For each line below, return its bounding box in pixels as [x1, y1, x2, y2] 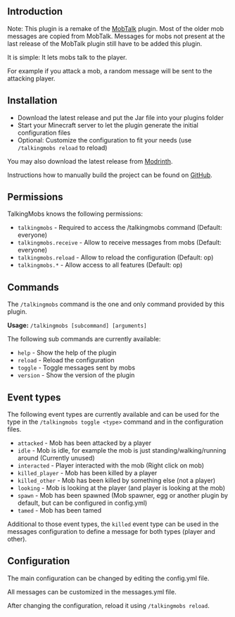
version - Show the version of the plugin [17, 371, 135, 379]
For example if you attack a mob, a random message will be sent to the [7, 66, 212, 75]
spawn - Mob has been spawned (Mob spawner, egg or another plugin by [17, 491, 229, 500]
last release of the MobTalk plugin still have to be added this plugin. [7, 39, 203, 48]
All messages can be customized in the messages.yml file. [7, 587, 177, 596]
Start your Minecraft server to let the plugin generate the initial [17, 121, 198, 129]
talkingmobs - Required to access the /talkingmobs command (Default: [17, 224, 222, 232]
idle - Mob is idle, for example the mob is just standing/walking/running [17, 446, 227, 455]
